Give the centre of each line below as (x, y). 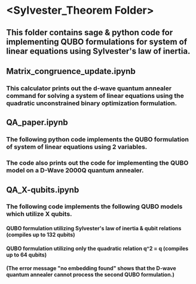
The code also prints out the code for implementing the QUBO (97, 163)
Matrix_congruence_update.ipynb (71, 71)
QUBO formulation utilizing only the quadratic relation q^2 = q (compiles (97, 248)
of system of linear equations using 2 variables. (77, 147)
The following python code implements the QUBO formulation (98, 140)
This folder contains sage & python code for (90, 33)
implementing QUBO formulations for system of (97, 41)
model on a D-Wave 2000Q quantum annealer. (75, 171)
